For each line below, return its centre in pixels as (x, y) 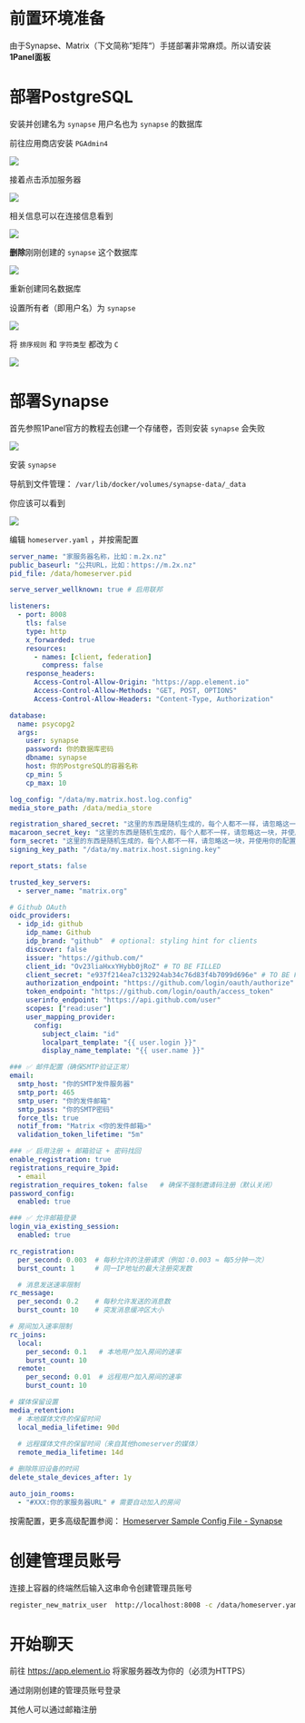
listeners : (30, 606)
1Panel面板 (30, 56)
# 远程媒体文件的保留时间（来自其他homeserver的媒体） (110, 1444)
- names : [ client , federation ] (93, 657)
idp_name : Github (59, 933)
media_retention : (42, 1410)
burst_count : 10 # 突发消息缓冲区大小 (91, 1310)
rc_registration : (42, 1251)
